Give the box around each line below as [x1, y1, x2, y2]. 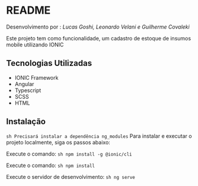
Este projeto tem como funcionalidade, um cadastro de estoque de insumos [6, 34, 191, 42]
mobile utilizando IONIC [6, 41, 64, 48]
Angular [14, 80, 34, 87]
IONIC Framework [14, 74, 59, 81]
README [6, 4, 51, 17]
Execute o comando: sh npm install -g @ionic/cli [6, 150, 132, 157]
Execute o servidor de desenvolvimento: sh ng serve [6, 173, 135, 180]
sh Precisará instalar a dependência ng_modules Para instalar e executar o [6, 132, 192, 140]
